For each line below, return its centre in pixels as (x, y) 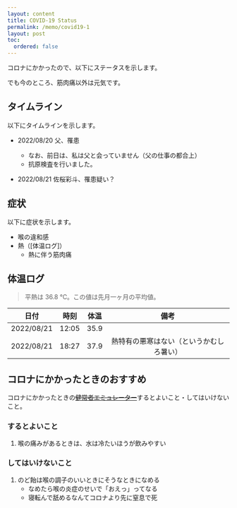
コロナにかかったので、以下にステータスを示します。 (84, 67)
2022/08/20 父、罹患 (48, 140)
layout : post (26, 34)
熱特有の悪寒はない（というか (160, 341)
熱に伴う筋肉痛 (50, 254)
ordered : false (36, 47)
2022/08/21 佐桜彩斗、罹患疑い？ (66, 179)
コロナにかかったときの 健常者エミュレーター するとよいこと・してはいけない (119, 398)
